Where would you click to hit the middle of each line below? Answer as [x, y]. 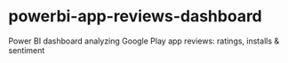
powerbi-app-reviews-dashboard [136, 16]
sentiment [27, 50]
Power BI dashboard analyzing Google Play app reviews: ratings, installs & [144, 41]
